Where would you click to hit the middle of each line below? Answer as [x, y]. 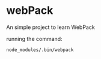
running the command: [34, 39]
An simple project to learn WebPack [50, 27]
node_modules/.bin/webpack [40, 50]
